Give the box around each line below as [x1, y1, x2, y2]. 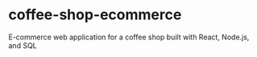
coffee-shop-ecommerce [8, 6, 182, 24]
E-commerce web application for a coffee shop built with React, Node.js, [8, 32, 250, 42]
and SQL [8, 40, 38, 50]
